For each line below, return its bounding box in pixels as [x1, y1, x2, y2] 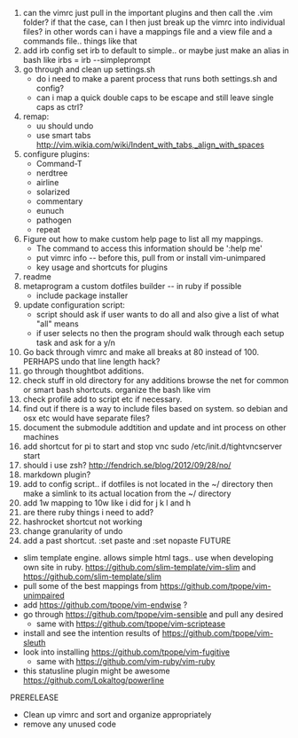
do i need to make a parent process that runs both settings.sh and [35, 74, 278, 83]
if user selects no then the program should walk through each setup [35, 328, 285, 338]
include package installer [35, 290, 129, 301]
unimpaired [22, 590, 65, 601]
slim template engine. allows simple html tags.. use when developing [22, 553, 274, 562]
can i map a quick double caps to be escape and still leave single [35, 92, 274, 103]
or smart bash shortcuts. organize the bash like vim [22, 385, 211, 395]
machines [22, 432, 59, 442]
